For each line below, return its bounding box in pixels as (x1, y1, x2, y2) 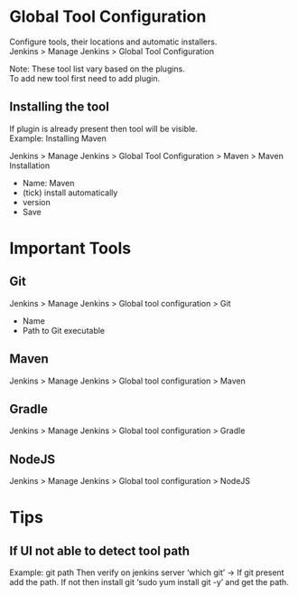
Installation (9, 160, 51, 171)
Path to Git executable (22, 325, 106, 336)
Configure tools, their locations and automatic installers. (9, 36, 218, 47)
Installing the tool (9, 99, 110, 115)
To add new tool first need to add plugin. (9, 72, 161, 83)
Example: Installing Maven (9, 133, 107, 144)
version (22, 196, 51, 207)
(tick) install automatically (22, 187, 118, 198)
